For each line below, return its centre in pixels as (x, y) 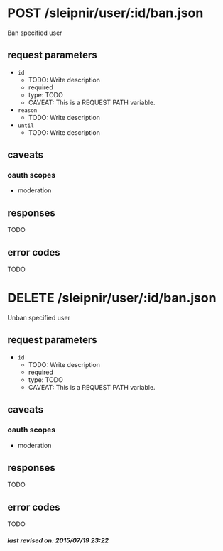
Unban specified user (39, 318)
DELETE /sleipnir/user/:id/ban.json (112, 298)
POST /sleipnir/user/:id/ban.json (105, 13)
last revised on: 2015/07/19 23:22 (58, 540)
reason (27, 110)
